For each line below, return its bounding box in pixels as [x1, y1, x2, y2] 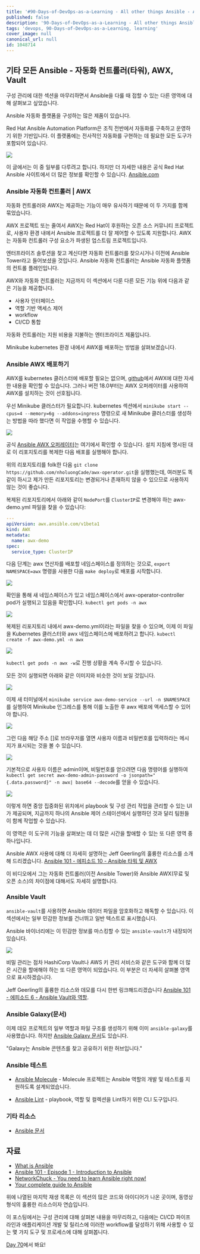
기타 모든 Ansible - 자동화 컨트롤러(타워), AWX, [6, 66, 174, 76]
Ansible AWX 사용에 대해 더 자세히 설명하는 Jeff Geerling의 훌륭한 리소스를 [6, 850, 183, 857]
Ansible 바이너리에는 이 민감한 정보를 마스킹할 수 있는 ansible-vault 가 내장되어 [6, 927, 192, 935]
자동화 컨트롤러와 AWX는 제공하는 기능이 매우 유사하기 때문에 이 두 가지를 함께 [6, 201, 188, 209]
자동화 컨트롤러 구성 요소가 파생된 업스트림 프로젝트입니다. [12, 237, 148, 244]
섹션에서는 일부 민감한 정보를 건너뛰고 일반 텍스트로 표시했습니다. [6, 914, 158, 921]
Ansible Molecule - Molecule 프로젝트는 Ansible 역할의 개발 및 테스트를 [14, 1076, 185, 1083]
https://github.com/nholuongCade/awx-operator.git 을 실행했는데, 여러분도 [6, 468, 187, 476]
